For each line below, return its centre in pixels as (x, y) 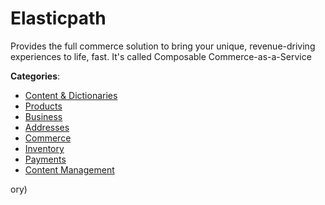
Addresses (47, 127)
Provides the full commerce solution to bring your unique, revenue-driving (163, 46)
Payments (45, 159)
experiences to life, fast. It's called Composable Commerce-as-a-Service (161, 56)
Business (43, 116)
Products (43, 106)
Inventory (44, 148)
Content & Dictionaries (71, 95)
